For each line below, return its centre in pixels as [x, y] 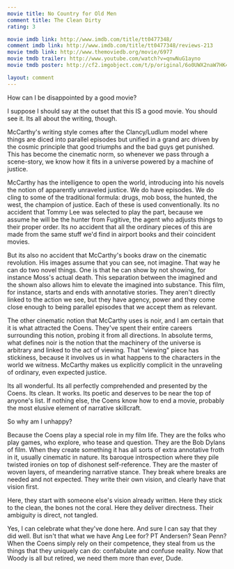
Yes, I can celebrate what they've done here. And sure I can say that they [112, 528]
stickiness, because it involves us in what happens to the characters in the [114, 357]
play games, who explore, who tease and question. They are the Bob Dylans [116, 442]
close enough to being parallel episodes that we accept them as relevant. [112, 306]
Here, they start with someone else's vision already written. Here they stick [115, 500]
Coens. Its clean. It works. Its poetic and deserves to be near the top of [109, 393]
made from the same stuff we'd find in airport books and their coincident [111, 234]
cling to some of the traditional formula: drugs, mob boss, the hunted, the [112, 197]
